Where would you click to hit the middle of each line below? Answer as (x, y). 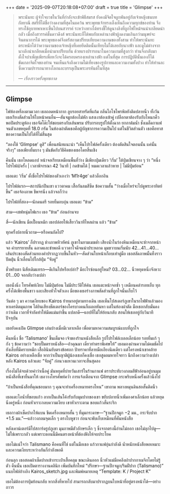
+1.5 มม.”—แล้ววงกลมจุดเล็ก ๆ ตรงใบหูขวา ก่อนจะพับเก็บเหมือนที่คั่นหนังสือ (69, 418)
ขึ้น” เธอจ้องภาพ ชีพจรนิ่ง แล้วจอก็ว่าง (37, 191)
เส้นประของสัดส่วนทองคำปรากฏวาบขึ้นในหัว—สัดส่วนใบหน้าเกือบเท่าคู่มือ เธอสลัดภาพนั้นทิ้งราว (84, 253)
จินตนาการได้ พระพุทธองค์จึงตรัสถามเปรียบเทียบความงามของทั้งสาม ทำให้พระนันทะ (86, 40)
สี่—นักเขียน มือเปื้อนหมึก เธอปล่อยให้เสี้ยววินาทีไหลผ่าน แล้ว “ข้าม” (62, 222)
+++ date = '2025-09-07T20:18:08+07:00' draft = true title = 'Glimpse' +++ (84, 7)
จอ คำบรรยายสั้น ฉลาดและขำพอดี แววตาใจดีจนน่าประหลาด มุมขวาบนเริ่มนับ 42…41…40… (82, 248)
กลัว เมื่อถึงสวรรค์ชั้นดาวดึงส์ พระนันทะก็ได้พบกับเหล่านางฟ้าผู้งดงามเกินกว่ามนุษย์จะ (87, 34)
